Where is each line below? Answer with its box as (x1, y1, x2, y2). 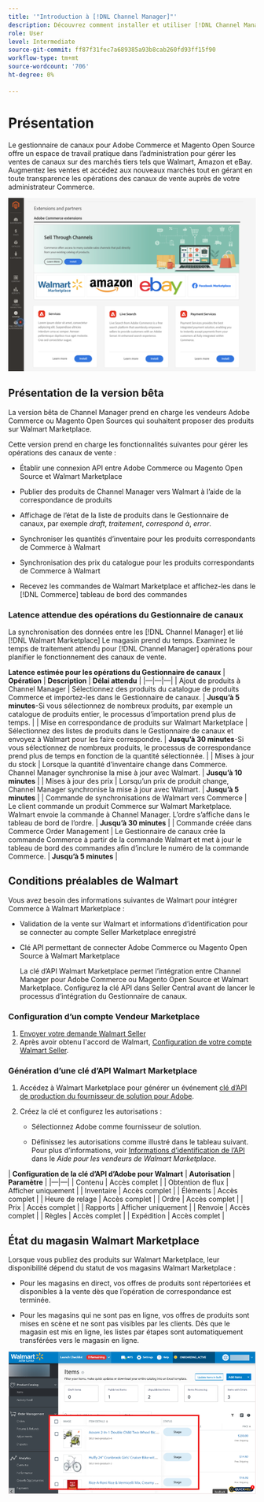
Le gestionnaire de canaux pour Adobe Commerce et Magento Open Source (8, 140, 255, 150)
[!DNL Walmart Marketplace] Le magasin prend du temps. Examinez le (8, 636, 236, 645)
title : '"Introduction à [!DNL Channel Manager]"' (8, 13, 178, 20)
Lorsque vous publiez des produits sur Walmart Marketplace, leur (8, 1255, 220, 1264)
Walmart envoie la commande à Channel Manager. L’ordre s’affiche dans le (8, 810, 250, 819)
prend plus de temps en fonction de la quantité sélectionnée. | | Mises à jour (8, 751, 255, 761)
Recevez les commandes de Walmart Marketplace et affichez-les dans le (19, 581, 256, 591)
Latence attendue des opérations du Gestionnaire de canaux (8, 609, 244, 620)
